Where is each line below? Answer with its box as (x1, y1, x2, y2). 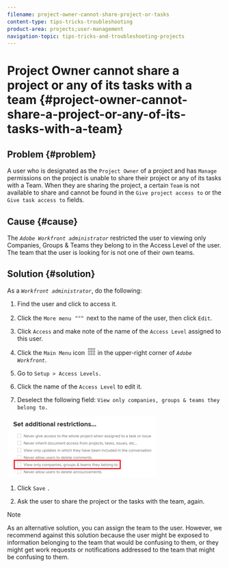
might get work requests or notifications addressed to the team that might (7, 545, 215, 554)
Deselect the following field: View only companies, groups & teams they (16, 395, 220, 404)
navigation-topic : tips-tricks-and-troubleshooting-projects (7, 33, 185, 40)
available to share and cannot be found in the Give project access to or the (7, 188, 222, 197)
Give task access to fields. (7, 196, 85, 204)
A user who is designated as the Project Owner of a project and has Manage (7, 166, 217, 175)
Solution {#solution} (7, 268, 96, 280)
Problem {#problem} (7, 148, 97, 160)
